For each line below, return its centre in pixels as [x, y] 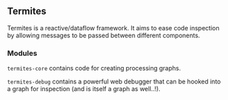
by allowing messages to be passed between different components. [104, 35]
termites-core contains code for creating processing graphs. [94, 68]
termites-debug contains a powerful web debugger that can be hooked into [114, 81]
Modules [22, 53]
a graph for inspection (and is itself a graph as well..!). [84, 89]
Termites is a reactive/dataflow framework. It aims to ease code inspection [113, 28]
